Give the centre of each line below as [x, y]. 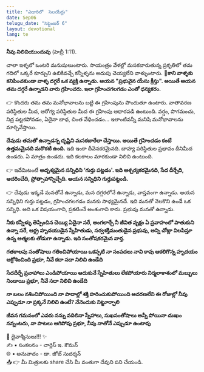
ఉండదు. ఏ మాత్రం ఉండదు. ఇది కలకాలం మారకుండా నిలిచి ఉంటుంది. [80, 157]
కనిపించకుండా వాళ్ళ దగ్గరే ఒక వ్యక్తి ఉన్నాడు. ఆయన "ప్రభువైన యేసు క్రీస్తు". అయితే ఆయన [101, 81]
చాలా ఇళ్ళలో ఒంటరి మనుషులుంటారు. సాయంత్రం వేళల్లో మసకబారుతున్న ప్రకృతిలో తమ [100, 65]
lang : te [17, 35]
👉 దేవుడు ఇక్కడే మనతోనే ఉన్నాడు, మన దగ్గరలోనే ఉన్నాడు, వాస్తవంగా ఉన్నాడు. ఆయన [101, 192]
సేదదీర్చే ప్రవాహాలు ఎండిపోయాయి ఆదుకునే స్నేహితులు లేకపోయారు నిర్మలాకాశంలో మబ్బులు [102, 273]
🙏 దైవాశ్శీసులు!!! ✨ [27, 337]
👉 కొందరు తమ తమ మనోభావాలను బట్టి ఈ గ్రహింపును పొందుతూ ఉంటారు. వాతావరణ [99, 103]
